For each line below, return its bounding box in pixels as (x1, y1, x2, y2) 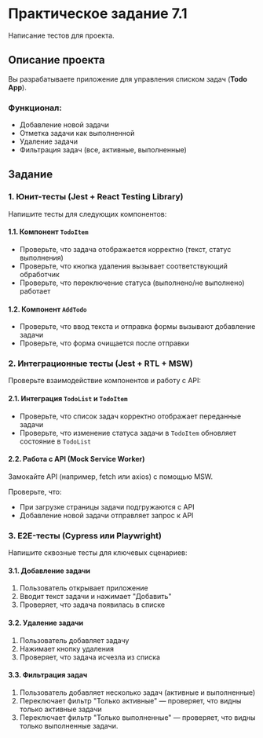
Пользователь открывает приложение (19, 583, 148, 593)
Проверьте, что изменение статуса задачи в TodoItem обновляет (19, 428, 237, 437)
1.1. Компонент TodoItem (8, 227, 89, 236)
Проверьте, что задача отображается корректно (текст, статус (19, 244, 232, 254)
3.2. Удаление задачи (8, 618, 84, 627)
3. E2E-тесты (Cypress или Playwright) (8, 530, 163, 541)
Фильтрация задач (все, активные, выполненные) (19, 145, 187, 155)
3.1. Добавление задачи (8, 566, 90, 575)
